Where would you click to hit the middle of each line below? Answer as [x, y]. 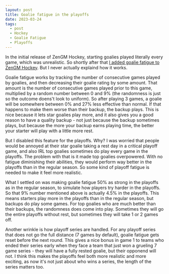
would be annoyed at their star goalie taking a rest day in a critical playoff [81, 146]
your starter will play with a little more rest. [49, 131]
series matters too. [25, 266]
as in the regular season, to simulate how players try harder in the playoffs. [83, 188]
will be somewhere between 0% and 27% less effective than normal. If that [83, 104]
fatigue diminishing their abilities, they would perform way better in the [79, 162]
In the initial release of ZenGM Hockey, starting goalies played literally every [84, 57]
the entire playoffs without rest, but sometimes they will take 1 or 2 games [82, 214]
